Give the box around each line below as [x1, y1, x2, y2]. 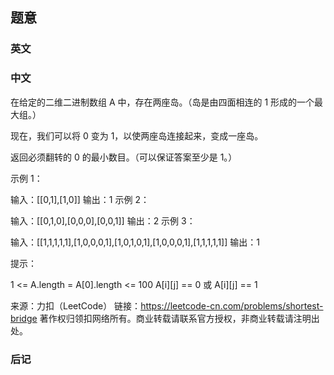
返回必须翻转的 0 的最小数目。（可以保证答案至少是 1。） [10, 151, 238, 163]
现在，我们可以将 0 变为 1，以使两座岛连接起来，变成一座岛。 [10, 129, 264, 142]
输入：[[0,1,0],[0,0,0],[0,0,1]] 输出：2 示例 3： [10, 214, 196, 227]
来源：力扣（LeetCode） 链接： [10, 299, 142, 312]
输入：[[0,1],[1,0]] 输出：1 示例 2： [10, 193, 150, 205]
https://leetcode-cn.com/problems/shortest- [140, 299, 324, 312]
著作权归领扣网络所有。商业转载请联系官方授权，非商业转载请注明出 [39, 312, 320, 324]
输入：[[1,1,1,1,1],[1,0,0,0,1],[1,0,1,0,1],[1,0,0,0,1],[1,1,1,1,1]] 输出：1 [10, 236, 260, 248]
